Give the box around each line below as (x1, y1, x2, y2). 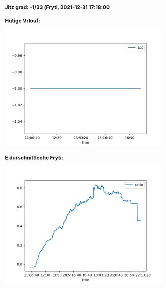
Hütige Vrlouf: (5, 17, 41, 24)
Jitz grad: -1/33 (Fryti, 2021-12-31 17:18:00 (5, 4, 110, 11)
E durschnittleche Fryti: (5, 154, 64, 161)
